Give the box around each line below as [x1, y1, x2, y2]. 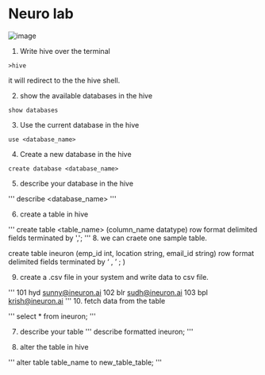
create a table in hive [19, 209, 89, 219]
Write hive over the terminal [19, 46, 111, 55]
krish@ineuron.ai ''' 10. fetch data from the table [8, 296, 166, 305]
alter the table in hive [19, 342, 89, 351]
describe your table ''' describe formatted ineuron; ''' [19, 327, 194, 336]
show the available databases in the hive [19, 90, 153, 100]
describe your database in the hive [19, 178, 133, 188]
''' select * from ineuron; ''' [8, 311, 97, 321]
